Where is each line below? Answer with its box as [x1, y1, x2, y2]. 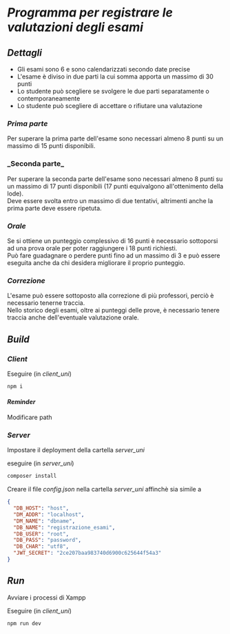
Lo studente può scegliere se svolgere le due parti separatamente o [17, 87, 210, 95]
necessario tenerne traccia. [7, 299, 85, 307]
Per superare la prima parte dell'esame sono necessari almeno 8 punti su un [7, 134, 224, 142]
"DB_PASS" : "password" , [13, 537, 81, 544]
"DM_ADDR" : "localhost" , [13, 511, 85, 518]
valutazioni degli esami [7, 19, 143, 35]
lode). [7, 189, 24, 198]
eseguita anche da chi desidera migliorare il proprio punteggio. [7, 258, 186, 266]
